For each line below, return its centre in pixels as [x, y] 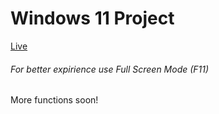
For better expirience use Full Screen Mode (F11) [110, 69]
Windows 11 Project [92, 18]
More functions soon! [54, 100]
